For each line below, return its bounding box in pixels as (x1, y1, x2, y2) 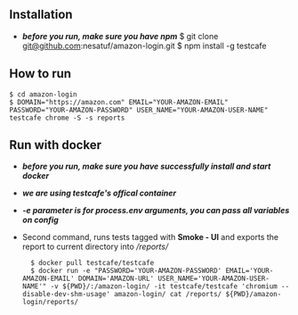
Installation (9, 7, 73, 22)
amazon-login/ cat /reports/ (114, 290, 222, 299)
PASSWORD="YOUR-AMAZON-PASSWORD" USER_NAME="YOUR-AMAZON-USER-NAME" (9, 105, 269, 114)
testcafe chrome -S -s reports (9, 113, 125, 122)
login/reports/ (21, 298, 79, 307)
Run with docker (9, 137, 102, 153)
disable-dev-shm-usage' (21, 290, 111, 299)
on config (21, 214, 60, 226)
